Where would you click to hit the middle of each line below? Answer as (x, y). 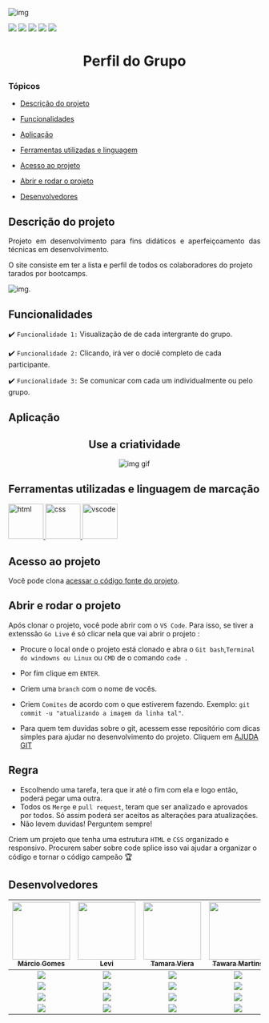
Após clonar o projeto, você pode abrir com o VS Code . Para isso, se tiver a (131, 625)
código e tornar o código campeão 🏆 (70, 857)
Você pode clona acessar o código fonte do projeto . (94, 580)
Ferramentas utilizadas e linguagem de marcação (134, 489)
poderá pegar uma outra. (61, 798)
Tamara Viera (173, 964)
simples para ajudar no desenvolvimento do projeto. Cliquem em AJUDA (139, 736)
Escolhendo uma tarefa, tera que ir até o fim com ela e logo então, (129, 789)
